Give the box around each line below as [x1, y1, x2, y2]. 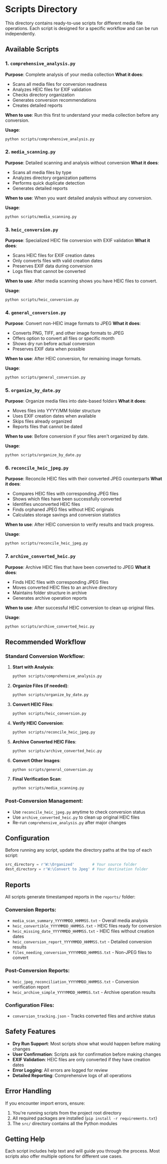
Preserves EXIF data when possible [12, 346, 86, 352]
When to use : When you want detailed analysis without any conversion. [5, 195, 153, 201]
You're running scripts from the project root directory [12, 1110, 122, 1116]
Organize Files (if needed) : [12, 683, 69, 689]
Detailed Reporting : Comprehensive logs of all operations [12, 1072, 132, 1078]
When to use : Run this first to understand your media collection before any [5, 112, 159, 118]
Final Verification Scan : [12, 776, 62, 782]
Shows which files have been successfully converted [12, 496, 122, 502]
